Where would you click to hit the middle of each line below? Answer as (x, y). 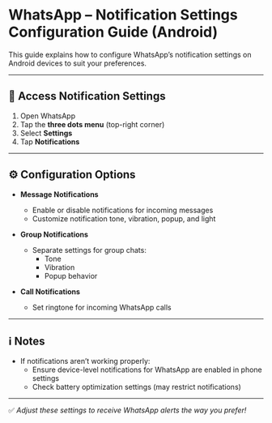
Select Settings (46, 133)
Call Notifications (50, 291)
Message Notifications (59, 194)
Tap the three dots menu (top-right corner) (92, 124)
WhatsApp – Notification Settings (123, 15)
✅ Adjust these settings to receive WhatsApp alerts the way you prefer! (127, 410)
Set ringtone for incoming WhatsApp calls (102, 307)
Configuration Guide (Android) (113, 32)
